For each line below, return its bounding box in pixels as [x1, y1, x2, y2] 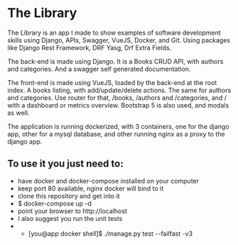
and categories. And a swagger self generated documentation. [7, 64, 191, 73]
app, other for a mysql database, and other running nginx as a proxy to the [7, 130, 225, 138]
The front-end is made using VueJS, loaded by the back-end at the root [7, 78, 217, 86]
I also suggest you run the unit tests [17, 214, 123, 222]
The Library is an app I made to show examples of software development [7, 28, 222, 37]
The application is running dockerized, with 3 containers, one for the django [7, 122, 229, 130]
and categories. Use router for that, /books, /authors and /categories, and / [7, 93, 227, 102]
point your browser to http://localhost [17, 207, 128, 215]
